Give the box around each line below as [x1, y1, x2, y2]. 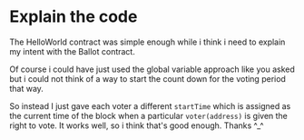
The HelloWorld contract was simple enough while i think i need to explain [9, 36, 286, 47]
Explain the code [9, 6, 138, 27]
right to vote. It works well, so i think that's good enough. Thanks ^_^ [9, 120, 265, 131]
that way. [9, 83, 44, 94]
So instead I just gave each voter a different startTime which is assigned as [9, 100, 291, 111]
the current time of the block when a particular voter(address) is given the [9, 110, 289, 121]
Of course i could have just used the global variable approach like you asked [9, 64, 295, 75]
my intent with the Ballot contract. [9, 45, 136, 56]
